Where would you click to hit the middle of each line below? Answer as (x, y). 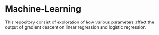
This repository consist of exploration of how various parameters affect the (80, 22)
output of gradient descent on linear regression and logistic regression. (76, 27)
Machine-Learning (43, 9)
